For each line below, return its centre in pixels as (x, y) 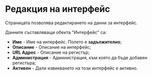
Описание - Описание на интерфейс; (52, 47)
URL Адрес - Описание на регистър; (51, 52)
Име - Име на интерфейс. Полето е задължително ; (67, 42)
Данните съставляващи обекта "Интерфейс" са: (56, 32)
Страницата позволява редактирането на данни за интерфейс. (71, 23)
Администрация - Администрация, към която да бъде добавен (80, 57)
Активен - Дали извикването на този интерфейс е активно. (75, 68)
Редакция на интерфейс (57, 9)
